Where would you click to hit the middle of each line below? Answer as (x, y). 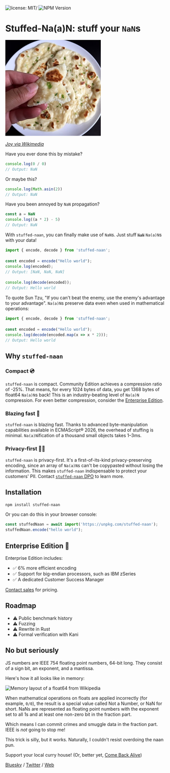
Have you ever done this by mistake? (44, 154)
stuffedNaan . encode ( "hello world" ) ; (44, 530)
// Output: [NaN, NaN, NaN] (35, 272)
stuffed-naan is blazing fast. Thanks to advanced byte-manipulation (77, 425)
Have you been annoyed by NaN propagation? (53, 204)
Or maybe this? (21, 179)
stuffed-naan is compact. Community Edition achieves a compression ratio (84, 384)
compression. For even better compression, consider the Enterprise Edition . (84, 400)
